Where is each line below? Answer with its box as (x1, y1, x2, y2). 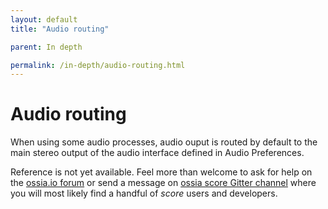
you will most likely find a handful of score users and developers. (10, 187, 278, 200)
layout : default (10, 14, 78, 25)
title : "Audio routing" (10, 24, 110, 34)
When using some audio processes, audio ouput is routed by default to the (10, 136, 318, 148)
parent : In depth (10, 42, 83, 52)
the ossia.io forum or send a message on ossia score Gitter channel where (10, 177, 317, 189)
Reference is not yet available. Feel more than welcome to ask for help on (10, 166, 313, 178)
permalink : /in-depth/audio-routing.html (10, 60, 186, 70)
